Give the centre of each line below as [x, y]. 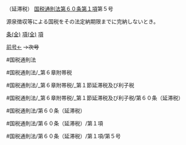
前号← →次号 [23, 47]
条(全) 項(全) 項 [25, 34]
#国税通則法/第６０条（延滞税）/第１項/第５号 [64, 136]
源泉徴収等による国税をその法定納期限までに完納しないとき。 [82, 22]
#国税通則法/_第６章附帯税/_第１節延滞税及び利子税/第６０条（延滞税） [95, 98]
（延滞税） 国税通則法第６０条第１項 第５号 [60, 9]
